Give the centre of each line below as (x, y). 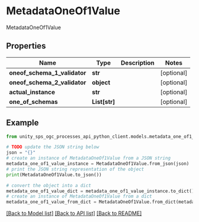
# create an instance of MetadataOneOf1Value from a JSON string (88, 158)
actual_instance (32, 92)
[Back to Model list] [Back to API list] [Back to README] (74, 213)
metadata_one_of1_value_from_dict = (51, 202)
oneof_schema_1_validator (48, 72)
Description (138, 62)
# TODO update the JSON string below (53, 147)
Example (23, 123)
